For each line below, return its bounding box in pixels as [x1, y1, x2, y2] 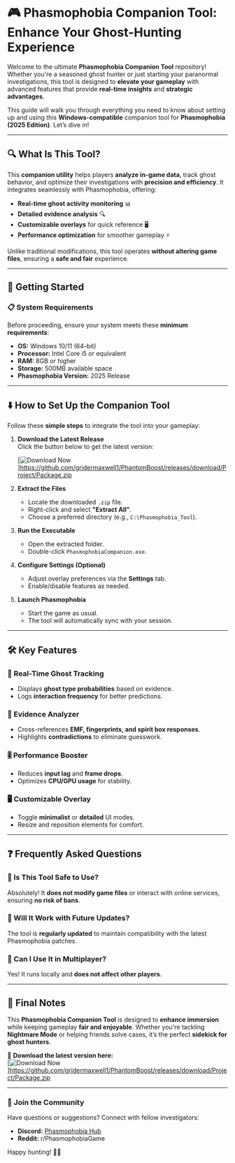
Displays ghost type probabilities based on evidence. [17, 684, 173, 692]
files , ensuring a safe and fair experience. [7, 254, 129, 262]
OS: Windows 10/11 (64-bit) [17, 342, 97, 350]
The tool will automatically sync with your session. [27, 616, 173, 625]
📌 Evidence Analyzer [7, 709, 80, 719]
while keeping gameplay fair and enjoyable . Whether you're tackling [7, 1022, 205, 1031]
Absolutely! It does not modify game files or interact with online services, [7, 888, 220, 897]
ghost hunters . [7, 1037, 51, 1046]
